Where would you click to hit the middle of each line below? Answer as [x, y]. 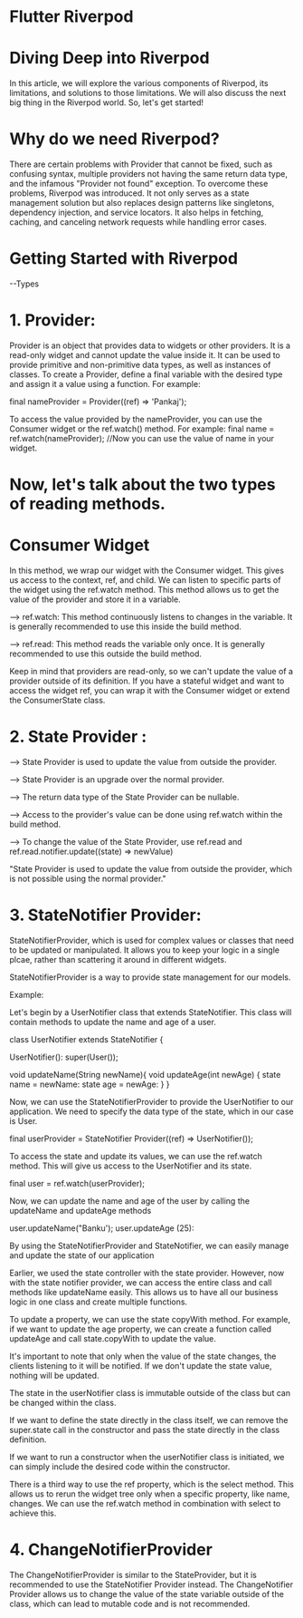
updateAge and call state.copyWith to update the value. [113, 1338]
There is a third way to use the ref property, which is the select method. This [151, 1484]
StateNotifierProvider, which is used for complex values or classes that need [151, 940]
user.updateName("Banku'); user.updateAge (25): [102, 1228]
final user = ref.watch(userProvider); [77, 1183]
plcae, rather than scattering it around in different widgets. [118, 959]
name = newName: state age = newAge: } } [90, 1084]
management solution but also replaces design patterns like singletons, [142, 203]
